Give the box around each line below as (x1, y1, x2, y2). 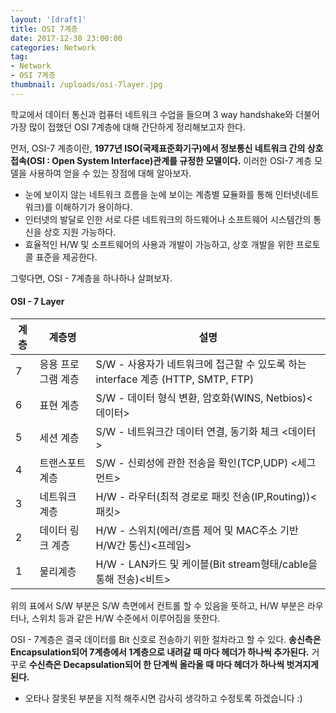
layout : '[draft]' (10, 14, 87, 25)
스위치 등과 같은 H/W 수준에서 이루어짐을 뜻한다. (31, 612, 221, 624)
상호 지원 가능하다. (43, 226, 117, 238)
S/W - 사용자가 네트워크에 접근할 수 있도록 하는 (95, 357, 307, 371)
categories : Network (10, 42, 97, 53)
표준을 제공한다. (35, 251, 98, 263)
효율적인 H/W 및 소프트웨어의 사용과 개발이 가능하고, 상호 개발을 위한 (24, 238, 295, 250)
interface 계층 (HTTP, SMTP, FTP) (95, 372, 255, 386)
